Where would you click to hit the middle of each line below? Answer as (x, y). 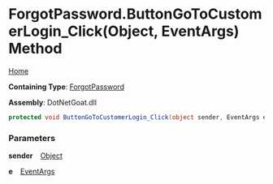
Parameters (32, 138)
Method (35, 49)
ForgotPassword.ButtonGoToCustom (135, 14)
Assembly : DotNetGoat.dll (53, 102)
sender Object (36, 156)
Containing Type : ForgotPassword (66, 87)
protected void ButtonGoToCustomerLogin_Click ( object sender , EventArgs (134, 117)
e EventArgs (32, 172)
